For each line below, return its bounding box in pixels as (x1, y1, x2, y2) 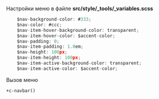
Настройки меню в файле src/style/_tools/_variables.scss (6, 5, 153, 12)
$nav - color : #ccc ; (17, 22, 62, 28)
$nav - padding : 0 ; (17, 38, 60, 44)
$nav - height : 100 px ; (17, 49, 68, 55)
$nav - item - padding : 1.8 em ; (17, 44, 84, 49)
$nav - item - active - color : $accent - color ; (17, 65, 118, 71)
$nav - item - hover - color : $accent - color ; (17, 32, 116, 39)
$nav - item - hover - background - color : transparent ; (17, 27, 139, 33)
